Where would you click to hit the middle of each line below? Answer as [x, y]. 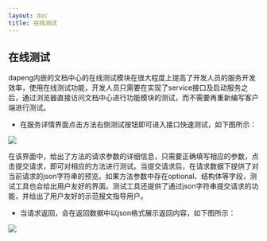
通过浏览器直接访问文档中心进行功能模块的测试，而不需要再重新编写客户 [140, 98]
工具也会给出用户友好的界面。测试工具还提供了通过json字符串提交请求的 [133, 186]
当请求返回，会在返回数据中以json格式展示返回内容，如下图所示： [128, 213]
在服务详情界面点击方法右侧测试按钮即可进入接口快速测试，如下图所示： [138, 125]
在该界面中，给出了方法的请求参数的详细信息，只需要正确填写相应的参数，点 [133, 157]
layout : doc [28, 16]
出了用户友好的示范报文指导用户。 [91, 196]
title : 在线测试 [33, 23]
